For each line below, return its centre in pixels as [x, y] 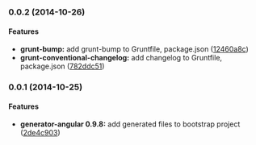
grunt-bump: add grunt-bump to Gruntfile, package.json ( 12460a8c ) [134, 49]
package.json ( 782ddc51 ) [62, 66]
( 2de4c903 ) [40, 133]
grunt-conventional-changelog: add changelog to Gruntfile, [121, 58]
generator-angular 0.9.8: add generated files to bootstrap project [130, 124]
